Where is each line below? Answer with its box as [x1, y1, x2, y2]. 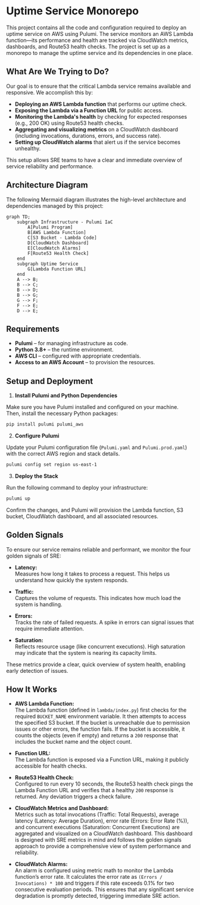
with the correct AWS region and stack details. [6, 450, 120, 457]
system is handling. [14, 601, 62, 608]
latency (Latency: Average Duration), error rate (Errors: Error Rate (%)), [14, 817, 189, 824]
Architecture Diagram [6, 180, 88, 190]
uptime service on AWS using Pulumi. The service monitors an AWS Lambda [6, 30, 193, 37]
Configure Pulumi [14, 432, 60, 439]
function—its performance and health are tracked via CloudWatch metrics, [6, 36, 189, 44]
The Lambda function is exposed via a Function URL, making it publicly [14, 756, 189, 764]
